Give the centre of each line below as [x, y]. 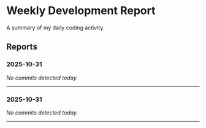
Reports [22, 47]
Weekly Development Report [81, 11]
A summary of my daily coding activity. [55, 28]
